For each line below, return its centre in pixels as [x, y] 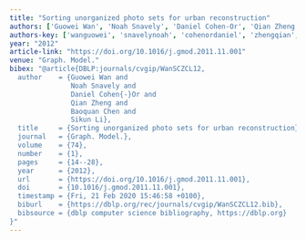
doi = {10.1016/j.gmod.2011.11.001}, [101, 188]
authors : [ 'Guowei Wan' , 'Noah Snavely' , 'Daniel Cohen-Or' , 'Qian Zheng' [154, 26]
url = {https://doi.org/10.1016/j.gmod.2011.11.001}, [134, 179]
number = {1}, [51, 153]
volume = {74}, [53, 145]
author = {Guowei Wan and [73, 78]
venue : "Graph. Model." [55, 60]
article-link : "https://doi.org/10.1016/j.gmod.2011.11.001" [128, 52]
